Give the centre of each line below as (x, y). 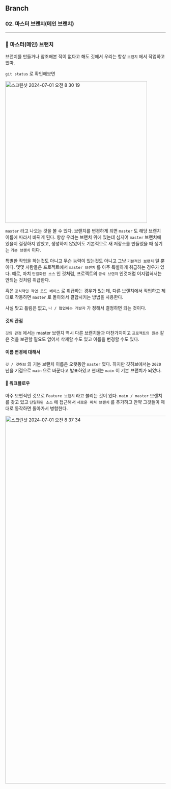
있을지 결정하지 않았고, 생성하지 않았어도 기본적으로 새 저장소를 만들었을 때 (79, 243)
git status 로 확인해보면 (30, 73)
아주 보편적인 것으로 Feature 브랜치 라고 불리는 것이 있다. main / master (77, 395)
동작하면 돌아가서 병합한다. (41, 408)
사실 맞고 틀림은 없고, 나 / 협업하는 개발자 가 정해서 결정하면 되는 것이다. (76, 308)
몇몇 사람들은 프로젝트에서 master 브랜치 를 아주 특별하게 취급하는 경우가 (88, 267)
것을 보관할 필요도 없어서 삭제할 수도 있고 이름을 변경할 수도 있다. (75, 339)
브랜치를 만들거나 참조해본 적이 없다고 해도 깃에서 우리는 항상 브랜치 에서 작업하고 (85, 56)
